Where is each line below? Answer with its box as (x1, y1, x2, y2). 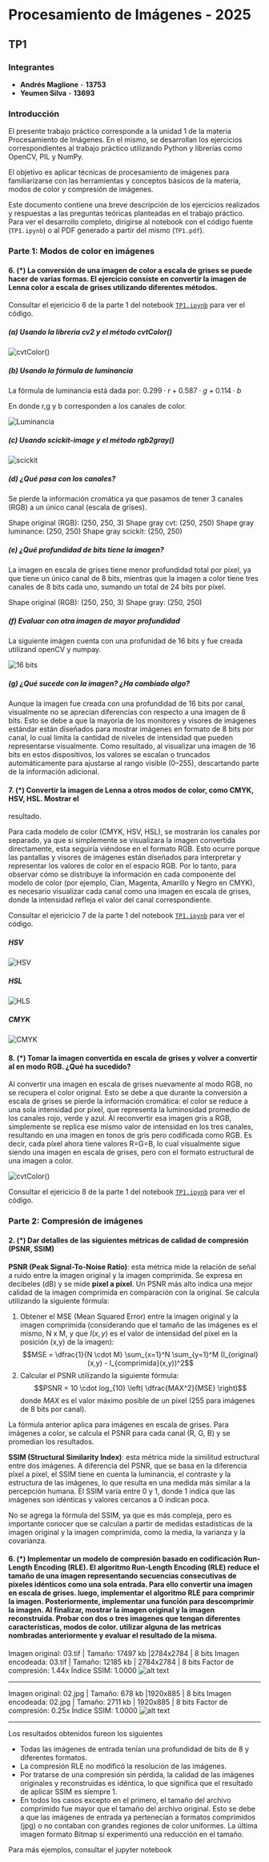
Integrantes (8, 62, 54, 73)
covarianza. (8, 1536, 47, 1546)
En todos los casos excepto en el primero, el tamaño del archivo (19, 1795, 231, 1804)
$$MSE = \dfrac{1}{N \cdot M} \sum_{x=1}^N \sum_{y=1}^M (22, 1349, 219, 1359)
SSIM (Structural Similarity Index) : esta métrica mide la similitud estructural (8, 1452, 260, 1461)
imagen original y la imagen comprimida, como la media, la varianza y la (8, 1527, 246, 1537)
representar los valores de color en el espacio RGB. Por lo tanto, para (8, 861, 237, 871)
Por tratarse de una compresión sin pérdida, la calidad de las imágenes (19, 1769, 255, 1779)
